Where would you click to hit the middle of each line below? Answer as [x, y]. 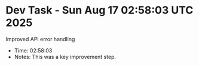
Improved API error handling [40, 39]
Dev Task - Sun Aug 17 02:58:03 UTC [99, 10]
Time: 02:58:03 [33, 50]
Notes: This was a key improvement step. [65, 57]
